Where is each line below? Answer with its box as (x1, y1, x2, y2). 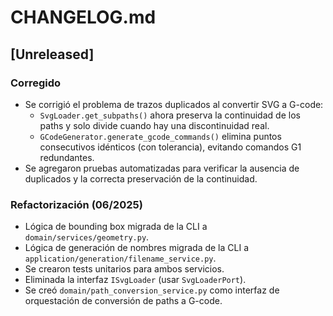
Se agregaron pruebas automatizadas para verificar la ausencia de (24, 162, 300, 174)
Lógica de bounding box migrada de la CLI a (24, 221, 208, 233)
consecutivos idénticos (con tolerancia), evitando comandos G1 (39, 141, 302, 153)
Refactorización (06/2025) (10, 197, 143, 211)
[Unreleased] (10, 46, 95, 63)
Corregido (10, 76, 62, 90)
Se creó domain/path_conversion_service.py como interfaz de (24, 284, 280, 296)
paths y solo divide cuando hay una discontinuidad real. (39, 119, 270, 131)
